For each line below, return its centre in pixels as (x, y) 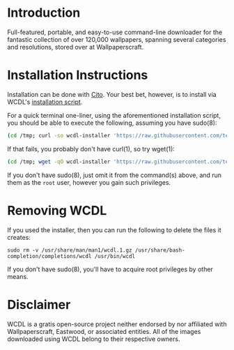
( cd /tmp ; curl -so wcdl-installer (59, 135)
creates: (19, 237)
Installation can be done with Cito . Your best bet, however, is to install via (112, 94)
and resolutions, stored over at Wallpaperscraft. (76, 47)
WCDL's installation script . (45, 102)
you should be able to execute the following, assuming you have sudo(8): (112, 123)
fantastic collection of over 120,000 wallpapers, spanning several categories (117, 39)
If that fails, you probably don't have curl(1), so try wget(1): (91, 149)
